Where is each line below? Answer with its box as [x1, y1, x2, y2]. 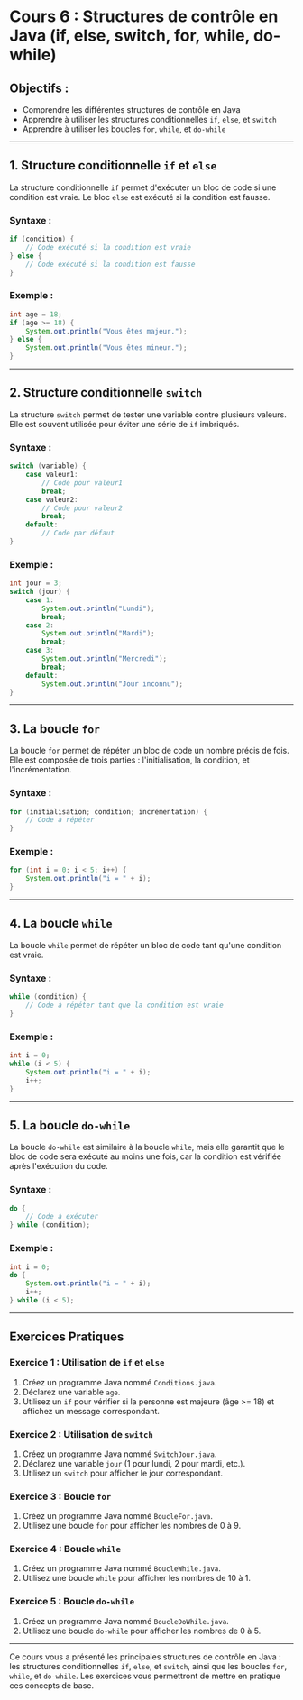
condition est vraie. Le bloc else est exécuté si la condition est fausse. [9, 191, 271, 202]
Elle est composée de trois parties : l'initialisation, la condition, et [9, 754, 250, 765]
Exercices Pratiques [9, 1330, 124, 1345]
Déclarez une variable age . [22, 1386, 121, 1397]
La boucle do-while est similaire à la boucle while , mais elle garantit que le [9, 1142, 286, 1153]
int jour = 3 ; [9, 579, 63, 588]
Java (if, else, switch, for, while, [9, 25, 251, 46]
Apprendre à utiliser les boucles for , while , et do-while [22, 123, 226, 134]
